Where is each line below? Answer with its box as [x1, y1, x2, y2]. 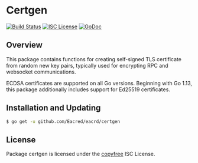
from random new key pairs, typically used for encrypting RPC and [6, 62, 168, 69]
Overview [6, 40, 43, 50]
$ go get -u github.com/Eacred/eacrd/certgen [6, 118, 120, 124]
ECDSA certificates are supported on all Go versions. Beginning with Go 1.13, [6, 79, 193, 87]
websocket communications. [6, 68, 76, 75]
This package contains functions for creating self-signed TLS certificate [6, 55, 182, 62]
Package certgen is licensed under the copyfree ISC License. [6, 151, 155, 158]
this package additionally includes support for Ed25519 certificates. [6, 86, 170, 93]
